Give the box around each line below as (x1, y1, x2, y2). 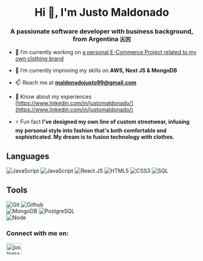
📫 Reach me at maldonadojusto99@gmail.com (15, 79, 137, 86)
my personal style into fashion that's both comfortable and (15, 127, 167, 134)
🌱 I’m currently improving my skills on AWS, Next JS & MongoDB (15, 67, 178, 74)
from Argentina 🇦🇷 (72, 35, 131, 43)
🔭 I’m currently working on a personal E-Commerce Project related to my (15, 49, 197, 56)
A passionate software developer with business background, (10, 27, 194, 36)
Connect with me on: (6, 229, 69, 238)
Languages (6, 151, 50, 161)
